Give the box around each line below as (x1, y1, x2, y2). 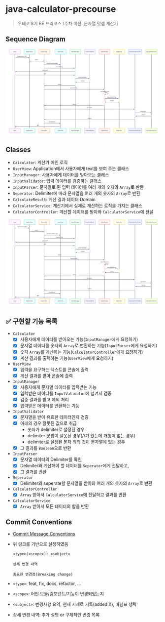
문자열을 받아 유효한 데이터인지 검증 (20, 414, 89, 420)
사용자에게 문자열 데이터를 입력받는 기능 (20, 384, 97, 390)
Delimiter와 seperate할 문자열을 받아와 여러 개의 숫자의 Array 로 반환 (20, 480, 153, 486)
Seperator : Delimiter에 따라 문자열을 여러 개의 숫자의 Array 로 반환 (12, 190, 141, 196)
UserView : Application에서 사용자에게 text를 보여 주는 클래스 (12, 166, 130, 171)
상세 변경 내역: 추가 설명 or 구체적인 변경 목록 (12, 612, 100, 618)
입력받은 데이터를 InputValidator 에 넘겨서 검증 (20, 390, 112, 396)
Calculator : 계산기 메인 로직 (12, 159, 68, 165)
